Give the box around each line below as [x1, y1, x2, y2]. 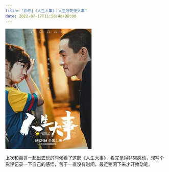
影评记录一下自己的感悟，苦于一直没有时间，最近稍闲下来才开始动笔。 [5, 161, 153, 167]
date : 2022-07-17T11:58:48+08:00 [5, 13, 77, 19]
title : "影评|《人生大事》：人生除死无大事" [5, 8, 87, 13]
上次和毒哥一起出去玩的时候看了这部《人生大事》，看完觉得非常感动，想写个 [5, 155, 164, 161]
